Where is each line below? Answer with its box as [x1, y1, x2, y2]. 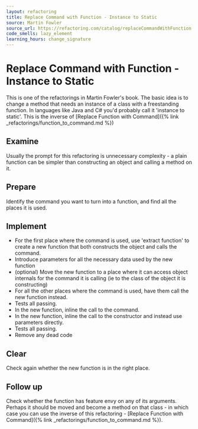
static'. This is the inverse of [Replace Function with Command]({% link [6, 113, 179, 120]
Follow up [6, 382, 43, 392]
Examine [6, 136, 39, 147]
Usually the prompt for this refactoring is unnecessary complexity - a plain [6, 152, 187, 159]
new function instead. [14, 294, 68, 301]
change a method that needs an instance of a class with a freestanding [6, 100, 179, 107]
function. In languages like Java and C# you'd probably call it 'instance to [6, 106, 185, 113]
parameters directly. [14, 319, 64, 326]
